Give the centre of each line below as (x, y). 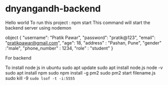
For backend (18, 57)
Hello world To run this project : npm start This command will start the (78, 22)
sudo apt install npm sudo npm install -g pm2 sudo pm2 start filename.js (80, 72)
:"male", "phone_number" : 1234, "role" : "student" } (59, 48)
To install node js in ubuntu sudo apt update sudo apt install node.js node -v (84, 67)
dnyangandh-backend (53, 9)
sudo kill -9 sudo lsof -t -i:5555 (40, 78)
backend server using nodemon (38, 27)
